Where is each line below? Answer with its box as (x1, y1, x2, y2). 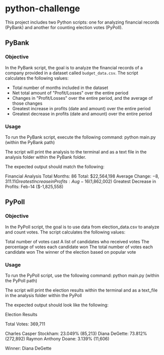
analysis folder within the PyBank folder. (5, 154, 86, 160)
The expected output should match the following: (5, 163, 105, 170)
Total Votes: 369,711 (5, 321, 46, 327)
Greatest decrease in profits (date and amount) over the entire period (12, 111, 152, 117)
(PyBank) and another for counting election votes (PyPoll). (5, 24, 123, 30)
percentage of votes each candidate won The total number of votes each (5, 244, 153, 250)
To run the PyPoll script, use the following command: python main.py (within (5, 272, 160, 278)
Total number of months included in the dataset (12, 85, 109, 90)
